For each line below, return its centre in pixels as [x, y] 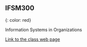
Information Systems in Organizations [43, 30]
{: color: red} [18, 20]
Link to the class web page [33, 39]
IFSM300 [20, 8]
